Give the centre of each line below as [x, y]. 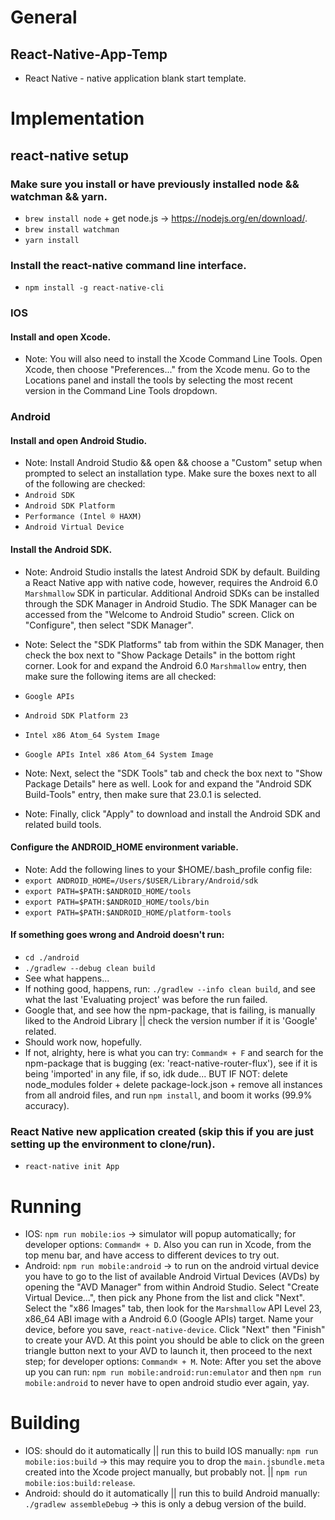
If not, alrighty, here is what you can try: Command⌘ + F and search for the [174, 1053]
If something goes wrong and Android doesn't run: [117, 935]
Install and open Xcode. [61, 337]
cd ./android [52, 958]
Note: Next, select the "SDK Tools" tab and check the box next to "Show [173, 773]
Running [46, 1206]
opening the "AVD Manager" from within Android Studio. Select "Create [172, 1287]
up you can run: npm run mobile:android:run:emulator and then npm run [173, 1372]
